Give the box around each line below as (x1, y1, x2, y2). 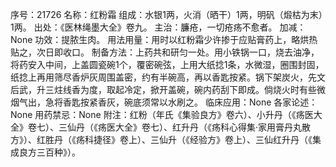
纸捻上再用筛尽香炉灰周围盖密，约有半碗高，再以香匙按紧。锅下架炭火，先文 (10, 71, 326, 83)
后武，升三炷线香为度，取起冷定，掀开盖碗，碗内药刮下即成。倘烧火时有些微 (10, 84, 326, 95)
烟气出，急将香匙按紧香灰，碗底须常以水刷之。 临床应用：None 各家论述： (10, 96, 318, 108)
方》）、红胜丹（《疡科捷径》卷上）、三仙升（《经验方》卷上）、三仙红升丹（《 (10, 134, 313, 145)
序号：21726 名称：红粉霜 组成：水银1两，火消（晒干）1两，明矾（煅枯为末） (10, 9, 323, 20)
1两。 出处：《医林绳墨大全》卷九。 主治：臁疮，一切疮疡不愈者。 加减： (10, 21, 307, 33)
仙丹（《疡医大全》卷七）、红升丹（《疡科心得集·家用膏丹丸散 (66, 121, 312, 133)
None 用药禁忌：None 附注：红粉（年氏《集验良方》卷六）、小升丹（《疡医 (10, 109, 314, 120)
